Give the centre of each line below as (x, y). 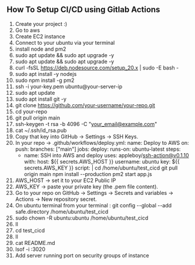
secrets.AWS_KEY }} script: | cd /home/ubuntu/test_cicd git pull (101, 168)
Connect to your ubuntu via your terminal (65, 42)
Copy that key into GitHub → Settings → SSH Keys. (77, 136)
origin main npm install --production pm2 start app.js (88, 174)
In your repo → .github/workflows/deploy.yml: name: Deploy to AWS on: (102, 143)
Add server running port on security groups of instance (82, 255)
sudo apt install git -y (41, 99)
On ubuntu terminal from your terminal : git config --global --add (93, 205)
